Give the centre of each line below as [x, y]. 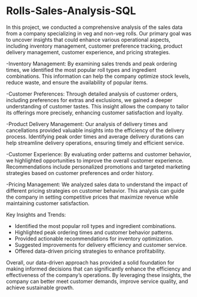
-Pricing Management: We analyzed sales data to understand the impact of [97, 184]
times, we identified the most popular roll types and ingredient [81, 70]
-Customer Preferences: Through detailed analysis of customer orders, [92, 94]
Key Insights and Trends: [36, 214]
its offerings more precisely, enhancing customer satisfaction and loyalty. [95, 113]
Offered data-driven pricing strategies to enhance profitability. [90, 251]
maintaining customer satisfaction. [48, 203]
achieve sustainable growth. [40, 288]
